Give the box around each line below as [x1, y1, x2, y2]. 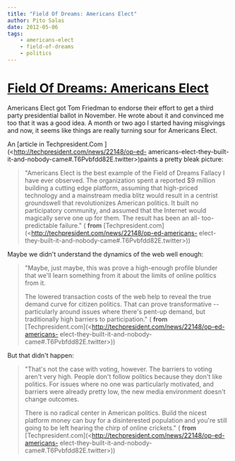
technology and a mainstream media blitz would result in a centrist [24, 191, 218, 199]
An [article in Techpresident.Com [7, 139, 104, 148]
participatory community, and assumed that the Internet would [24, 206, 207, 214]
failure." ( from [59, 221, 102, 230]
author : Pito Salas [7, 17, 65, 24]
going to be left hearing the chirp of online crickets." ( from [24, 424, 197, 432]
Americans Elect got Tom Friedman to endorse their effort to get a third [7, 103, 214, 112]
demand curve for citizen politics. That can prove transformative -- [24, 300, 219, 308]
